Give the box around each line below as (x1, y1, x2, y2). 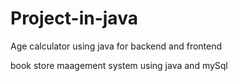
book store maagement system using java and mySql (10, 59, 228, 71)
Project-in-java (10, 7, 138, 30)
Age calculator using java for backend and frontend (10, 40, 223, 52)
